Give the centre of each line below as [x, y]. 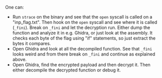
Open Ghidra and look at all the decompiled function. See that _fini [82, 49]
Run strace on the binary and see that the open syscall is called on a [82, 17]
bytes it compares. [31, 43]
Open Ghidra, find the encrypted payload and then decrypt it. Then [81, 65]
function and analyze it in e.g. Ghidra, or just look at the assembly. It [82, 33]
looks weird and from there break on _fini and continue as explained [84, 54]
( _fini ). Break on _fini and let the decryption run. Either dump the [81, 27]
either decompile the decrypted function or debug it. [66, 70]
